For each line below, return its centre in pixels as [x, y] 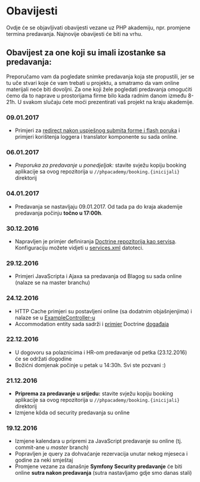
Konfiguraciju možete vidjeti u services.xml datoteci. [79, 248]
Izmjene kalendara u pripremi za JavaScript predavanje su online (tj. [99, 441]
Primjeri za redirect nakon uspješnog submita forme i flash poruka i [97, 130]
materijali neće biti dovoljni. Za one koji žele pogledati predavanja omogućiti [99, 89]
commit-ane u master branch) [52, 447]
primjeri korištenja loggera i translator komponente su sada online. [96, 137]
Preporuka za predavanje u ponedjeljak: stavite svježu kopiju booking [101, 165]
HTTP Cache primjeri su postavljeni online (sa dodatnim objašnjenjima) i [103, 311]
